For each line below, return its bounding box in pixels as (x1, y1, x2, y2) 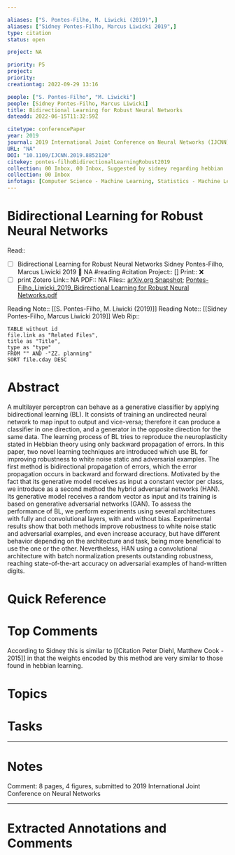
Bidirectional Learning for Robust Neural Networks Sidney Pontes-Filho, (17, 260, 225, 268)
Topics (7, 686, 48, 702)
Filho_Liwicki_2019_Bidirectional (17, 283, 110, 292)
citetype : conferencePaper (7, 126, 86, 133)
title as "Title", (7, 338, 61, 345)
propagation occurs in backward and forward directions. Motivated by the (7, 470, 220, 478)
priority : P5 (7, 61, 45, 69)
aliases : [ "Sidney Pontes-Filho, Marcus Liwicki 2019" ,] (7, 22, 177, 30)
